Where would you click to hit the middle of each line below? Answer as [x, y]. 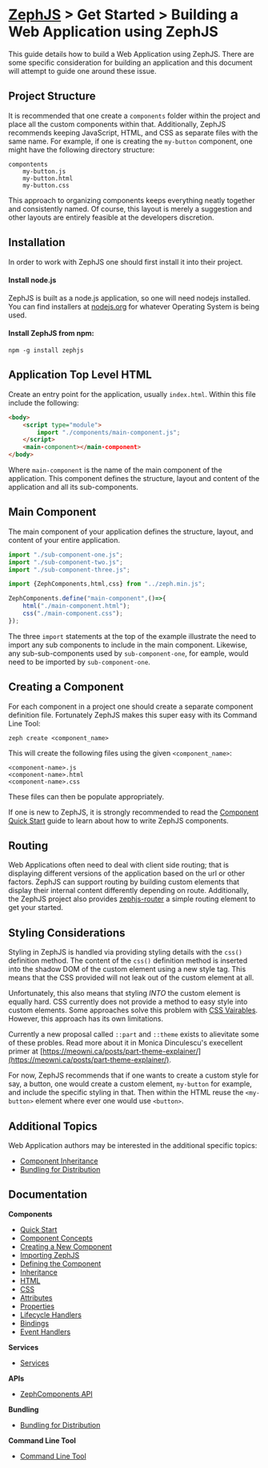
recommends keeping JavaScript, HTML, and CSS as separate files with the [133, 132]
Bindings [34, 1323]
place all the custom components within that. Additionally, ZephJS [117, 124]
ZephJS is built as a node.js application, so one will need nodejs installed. [129, 297]
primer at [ [26, 1051]
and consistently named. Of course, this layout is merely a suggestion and [130, 208]
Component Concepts [56, 1238]
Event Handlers [45, 1332]
